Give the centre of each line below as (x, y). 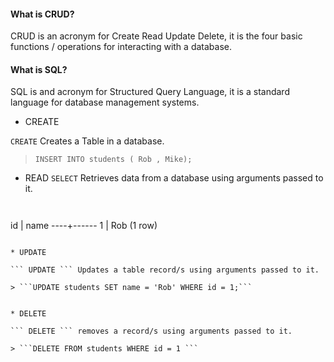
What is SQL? (39, 69)
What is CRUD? (42, 14)
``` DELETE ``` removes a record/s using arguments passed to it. (151, 331)
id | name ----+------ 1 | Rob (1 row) (84, 226)
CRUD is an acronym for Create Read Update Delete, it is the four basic (156, 36)
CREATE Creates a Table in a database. (87, 141)
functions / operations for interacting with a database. (121, 47)
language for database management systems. (105, 102)
